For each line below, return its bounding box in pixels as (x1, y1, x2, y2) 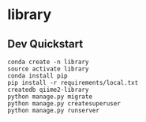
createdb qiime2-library (7, 86, 89, 93)
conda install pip (7, 72, 68, 80)
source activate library (7, 65, 89, 73)
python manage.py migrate (7, 93, 92, 101)
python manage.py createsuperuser (7, 100, 122, 108)
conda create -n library (7, 58, 89, 66)
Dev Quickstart (7, 37, 84, 51)
